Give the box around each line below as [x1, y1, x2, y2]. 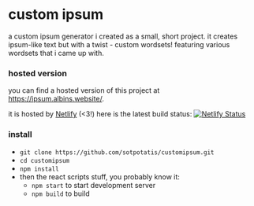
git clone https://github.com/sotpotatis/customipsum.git [19, 148, 215, 156]
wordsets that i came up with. [8, 48, 104, 57]
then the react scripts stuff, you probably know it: [19, 171, 180, 182]
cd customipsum [19, 156, 70, 164]
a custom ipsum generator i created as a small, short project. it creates [8, 31, 238, 41]
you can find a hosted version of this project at [8, 86, 160, 95]
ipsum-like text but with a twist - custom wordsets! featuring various [8, 39, 230, 49]
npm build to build [31, 189, 90, 198]
